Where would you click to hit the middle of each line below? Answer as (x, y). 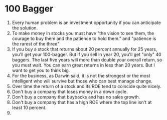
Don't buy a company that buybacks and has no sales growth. (76, 97)
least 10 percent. (29, 107)
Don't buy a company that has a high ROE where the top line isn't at (82, 102)
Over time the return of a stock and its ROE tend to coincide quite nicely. (87, 86)
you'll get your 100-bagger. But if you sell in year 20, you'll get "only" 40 (87, 54)
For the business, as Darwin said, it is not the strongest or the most (81, 75)
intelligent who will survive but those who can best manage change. (82, 81)
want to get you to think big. (41, 70)
